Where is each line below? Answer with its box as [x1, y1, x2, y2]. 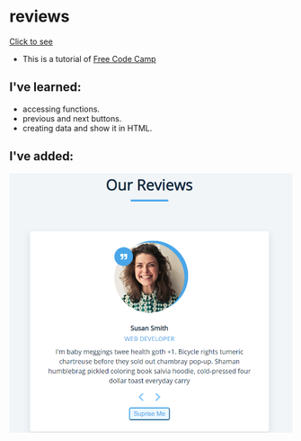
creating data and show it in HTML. [22, 122, 153, 133]
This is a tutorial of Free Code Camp [22, 53, 156, 64]
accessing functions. [22, 103, 101, 114]
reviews [9, 6, 70, 27]
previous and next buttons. [22, 112, 122, 123]
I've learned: [9, 79, 82, 95]
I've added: [9, 148, 75, 164]
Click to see [9, 36, 54, 47]
